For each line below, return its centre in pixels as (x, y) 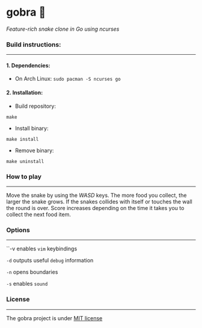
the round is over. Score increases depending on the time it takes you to (95, 208)
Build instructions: (34, 45)
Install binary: (32, 128)
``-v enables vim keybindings (42, 249)
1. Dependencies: (28, 65)
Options (18, 230)
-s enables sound (27, 284)
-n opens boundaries (32, 272)
